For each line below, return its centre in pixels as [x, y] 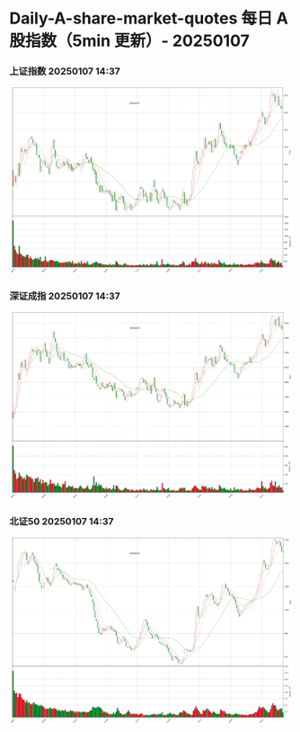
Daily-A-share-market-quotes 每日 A [149, 18]
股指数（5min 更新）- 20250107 [129, 41]
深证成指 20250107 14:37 [65, 296]
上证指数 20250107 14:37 [65, 71]
